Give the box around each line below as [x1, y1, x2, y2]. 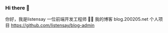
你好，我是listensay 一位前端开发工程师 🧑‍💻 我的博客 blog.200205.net [5, 16, 149, 22]
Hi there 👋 [5, 4, 30, 11]
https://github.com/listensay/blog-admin [11, 22, 95, 29]
